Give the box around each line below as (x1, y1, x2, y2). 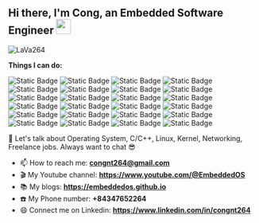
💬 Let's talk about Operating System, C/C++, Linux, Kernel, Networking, (8, 133, 243, 143)
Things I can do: (8, 60, 63, 70)
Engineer (8, 24, 54, 37)
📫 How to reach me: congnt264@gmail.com (19, 158, 170, 167)
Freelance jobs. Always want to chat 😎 (8, 142, 137, 151)
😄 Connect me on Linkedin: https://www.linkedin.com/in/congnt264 (19, 205, 251, 214)
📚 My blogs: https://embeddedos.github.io (19, 182, 167, 191)
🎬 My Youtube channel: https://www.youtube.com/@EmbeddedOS (19, 170, 245, 179)
